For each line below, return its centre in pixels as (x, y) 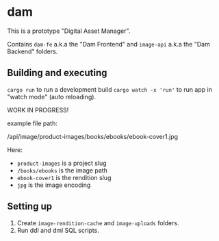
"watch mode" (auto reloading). (52, 97)
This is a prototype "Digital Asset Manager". (69, 31)
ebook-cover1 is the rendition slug (64, 177)
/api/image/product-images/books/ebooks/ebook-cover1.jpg (93, 136)
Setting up (30, 206)
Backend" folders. (33, 51)
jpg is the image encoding (54, 185)
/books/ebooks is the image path (62, 170)
